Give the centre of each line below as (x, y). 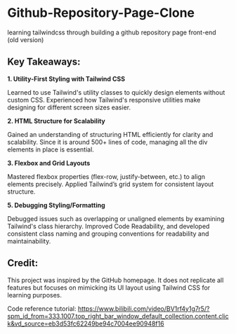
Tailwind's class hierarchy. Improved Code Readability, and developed (109, 226)
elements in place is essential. (51, 149)
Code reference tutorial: (42, 308)
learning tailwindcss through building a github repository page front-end (112, 32)
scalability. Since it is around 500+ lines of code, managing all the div (107, 142)
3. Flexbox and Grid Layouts (49, 163)
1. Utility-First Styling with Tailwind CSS (66, 79)
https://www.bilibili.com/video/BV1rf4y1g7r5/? (144, 308)
